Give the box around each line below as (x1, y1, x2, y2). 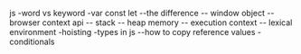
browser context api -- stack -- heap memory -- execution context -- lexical (9, 17, 293, 28)
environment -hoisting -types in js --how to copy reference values (9, 27, 256, 37)
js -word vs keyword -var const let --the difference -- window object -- (9, 8, 275, 18)
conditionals (9, 36, 55, 47)
